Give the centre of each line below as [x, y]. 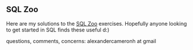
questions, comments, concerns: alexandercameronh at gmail [81, 41]
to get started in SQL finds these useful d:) [58, 30]
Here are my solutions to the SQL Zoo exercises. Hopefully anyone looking [97, 23]
